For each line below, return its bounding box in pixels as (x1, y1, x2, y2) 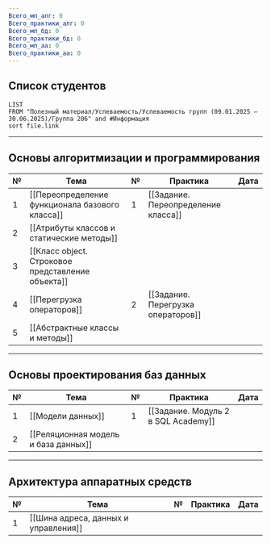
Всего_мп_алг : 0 (8, 11, 63, 20)
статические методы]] (29, 232, 119, 243)
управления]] (29, 522, 83, 534)
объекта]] (29, 275, 69, 287)
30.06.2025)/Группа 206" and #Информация (8, 115, 150, 123)
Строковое (29, 255, 73, 266)
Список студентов (8, 79, 106, 93)
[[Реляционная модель (29, 429, 120, 440)
